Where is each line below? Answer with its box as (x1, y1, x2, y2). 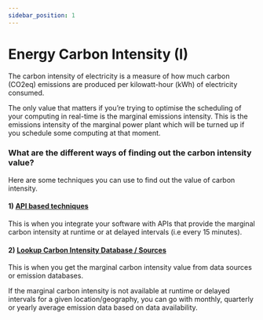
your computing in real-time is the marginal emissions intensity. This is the (8, 111, 249, 121)
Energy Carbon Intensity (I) (8, 45, 188, 63)
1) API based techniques (8, 202, 89, 211)
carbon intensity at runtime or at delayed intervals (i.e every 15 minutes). (8, 227, 243, 237)
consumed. (8, 88, 45, 97)
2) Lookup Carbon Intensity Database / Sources (8, 245, 166, 255)
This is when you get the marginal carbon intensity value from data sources (8, 263, 253, 272)
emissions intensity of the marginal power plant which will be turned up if (8, 119, 245, 129)
